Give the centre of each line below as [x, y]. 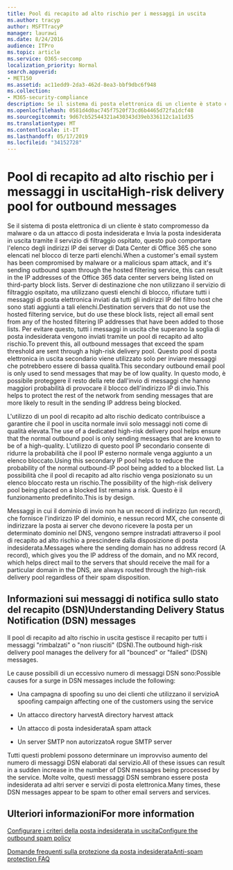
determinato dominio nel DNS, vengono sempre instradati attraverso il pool [114, 533]
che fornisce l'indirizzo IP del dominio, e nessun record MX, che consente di [116, 519]
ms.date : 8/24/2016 [35, 40]
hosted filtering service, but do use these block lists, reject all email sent [110, 315]
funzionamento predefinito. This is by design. [71, 498]
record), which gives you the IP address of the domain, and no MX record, [113, 555]
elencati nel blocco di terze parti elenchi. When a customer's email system [113, 256]
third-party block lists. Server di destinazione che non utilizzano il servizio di [116, 285]
